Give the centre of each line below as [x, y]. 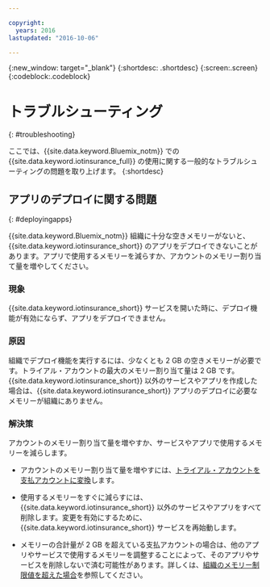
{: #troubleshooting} [42, 135]
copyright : [27, 23]
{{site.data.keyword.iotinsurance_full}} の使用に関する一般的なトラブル [126, 161]
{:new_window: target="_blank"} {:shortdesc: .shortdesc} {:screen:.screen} [133, 68]
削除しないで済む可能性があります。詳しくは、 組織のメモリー [150, 565]
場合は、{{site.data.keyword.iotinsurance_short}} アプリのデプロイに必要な [133, 390]
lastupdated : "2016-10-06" [54, 38]
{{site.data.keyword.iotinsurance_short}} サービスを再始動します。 [130, 528]
